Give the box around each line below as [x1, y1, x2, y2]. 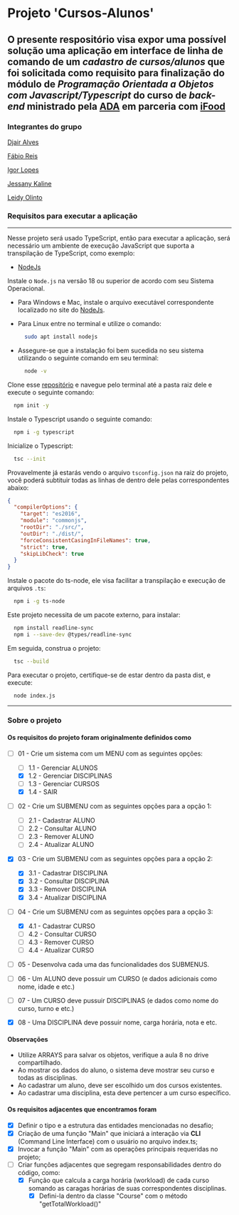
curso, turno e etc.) [17, 1005, 75, 1013]
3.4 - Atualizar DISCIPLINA [28, 893, 107, 902]
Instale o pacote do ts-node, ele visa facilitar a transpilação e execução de [7, 576, 226, 585]
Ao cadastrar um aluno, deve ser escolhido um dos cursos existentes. [17, 1081, 223, 1089]
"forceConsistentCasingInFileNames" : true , [20, 537, 152, 544]
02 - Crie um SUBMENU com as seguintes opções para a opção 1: [17, 801, 212, 810]
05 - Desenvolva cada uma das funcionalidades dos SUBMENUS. [17, 960, 210, 968]
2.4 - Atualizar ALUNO [28, 840, 95, 849]
